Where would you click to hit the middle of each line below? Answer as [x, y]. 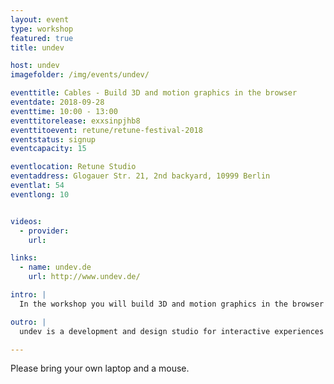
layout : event [40, 19]
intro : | [28, 295]
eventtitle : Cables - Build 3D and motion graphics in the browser [154, 93]
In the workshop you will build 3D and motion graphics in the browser [172, 304]
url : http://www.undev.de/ [84, 277]
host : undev [35, 66]
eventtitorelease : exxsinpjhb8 [75, 121]
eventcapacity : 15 [48, 149]
